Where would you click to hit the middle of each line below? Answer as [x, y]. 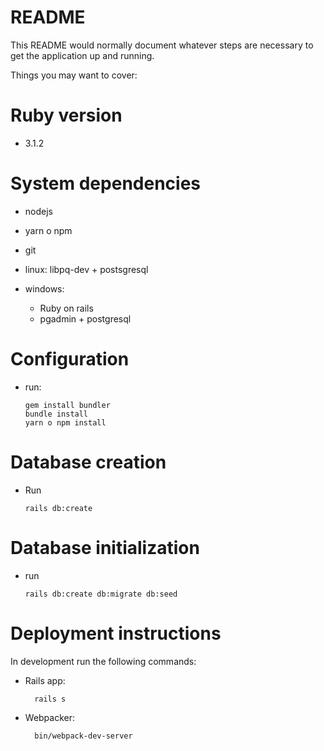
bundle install [56, 414]
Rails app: [45, 680]
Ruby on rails [66, 308]
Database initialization [105, 547]
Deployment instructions [116, 633]
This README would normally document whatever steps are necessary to [162, 45]
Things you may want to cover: [74, 75]
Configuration [70, 359]
